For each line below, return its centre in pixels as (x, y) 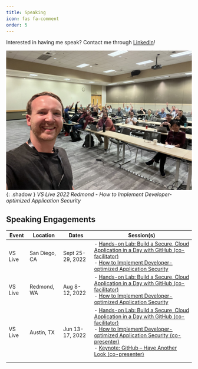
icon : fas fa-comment (33, 19)
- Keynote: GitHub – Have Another (136, 348)
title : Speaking (26, 12)
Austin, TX (42, 332)
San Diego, (42, 253)
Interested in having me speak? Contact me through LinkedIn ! (81, 43)
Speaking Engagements (51, 219)
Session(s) (142, 235)
